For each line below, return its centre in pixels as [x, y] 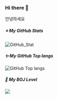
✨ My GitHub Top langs [29, 56]
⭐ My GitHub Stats [24, 31]
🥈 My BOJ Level [21, 79]
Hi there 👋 [17, 8]
